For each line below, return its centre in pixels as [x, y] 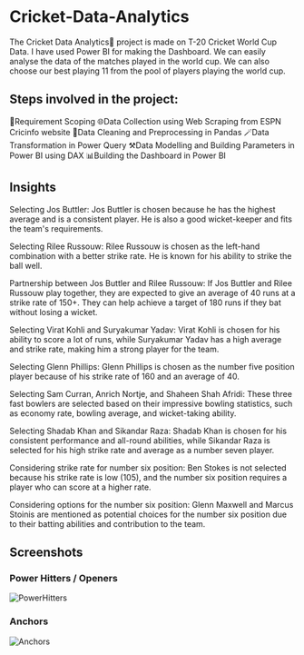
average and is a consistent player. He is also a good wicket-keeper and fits [151, 219]
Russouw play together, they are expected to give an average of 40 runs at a [152, 293]
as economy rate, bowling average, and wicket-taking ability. [123, 413]
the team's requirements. [56, 228]
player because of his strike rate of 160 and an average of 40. [125, 376]
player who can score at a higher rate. [80, 487]
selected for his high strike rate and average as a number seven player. [142, 450]
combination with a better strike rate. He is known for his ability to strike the [151, 255]
